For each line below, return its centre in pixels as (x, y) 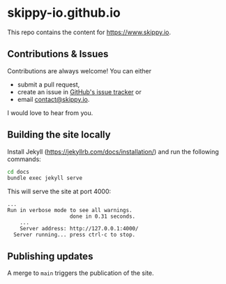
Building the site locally (59, 135)
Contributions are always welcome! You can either (80, 70)
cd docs (18, 172)
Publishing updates (50, 256)
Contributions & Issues (58, 54)
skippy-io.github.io (64, 13)
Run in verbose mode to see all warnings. (70, 211)
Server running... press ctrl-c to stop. (75, 235)
